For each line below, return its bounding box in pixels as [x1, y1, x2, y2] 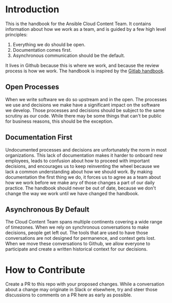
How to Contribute [5, 264, 86, 276]
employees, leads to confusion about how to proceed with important [5, 158, 150, 164]
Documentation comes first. [12, 47, 72, 53]
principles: [5, 31, 28, 37]
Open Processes [5, 83, 60, 91]
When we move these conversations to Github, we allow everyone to [5, 240, 150, 247]
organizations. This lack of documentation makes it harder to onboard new [5, 152, 163, 158]
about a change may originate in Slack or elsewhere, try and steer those [5, 287, 158, 293]
